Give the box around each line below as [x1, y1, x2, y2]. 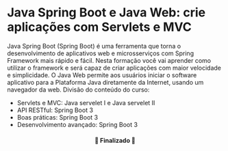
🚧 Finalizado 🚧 [94, 136, 136, 144]
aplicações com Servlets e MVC [7, 19, 192, 35]
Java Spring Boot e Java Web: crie [7, 5, 206, 20]
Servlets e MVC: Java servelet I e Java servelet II [16, 98, 155, 107]
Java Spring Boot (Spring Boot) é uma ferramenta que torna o [7, 42, 181, 50]
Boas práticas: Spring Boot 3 [16, 113, 98, 121]
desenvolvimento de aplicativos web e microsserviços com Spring [7, 49, 194, 57]
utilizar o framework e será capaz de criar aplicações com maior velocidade [7, 64, 221, 72]
